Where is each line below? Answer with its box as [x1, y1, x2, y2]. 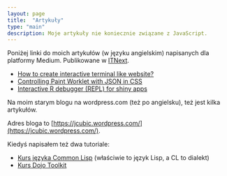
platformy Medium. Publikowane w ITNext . [7, 57, 129, 65]
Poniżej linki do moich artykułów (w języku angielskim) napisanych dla [7, 49, 210, 57]
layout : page [7, 10, 45, 17]
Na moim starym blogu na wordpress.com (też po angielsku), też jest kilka [7, 98, 221, 107]
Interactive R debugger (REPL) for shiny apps [17, 85, 148, 93]
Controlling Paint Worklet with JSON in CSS [17, 78, 142, 86]
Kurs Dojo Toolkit [17, 161, 67, 170]
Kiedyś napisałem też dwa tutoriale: [7, 140, 110, 149]
